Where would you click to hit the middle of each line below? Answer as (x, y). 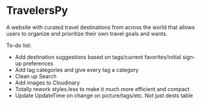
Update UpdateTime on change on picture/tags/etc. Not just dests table (104, 95)
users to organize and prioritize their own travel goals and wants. (87, 33)
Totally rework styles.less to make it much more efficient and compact (102, 89)
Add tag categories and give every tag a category (77, 69)
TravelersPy (37, 11)
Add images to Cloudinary (47, 83)
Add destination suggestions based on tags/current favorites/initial (98, 57)
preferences (38, 63)
